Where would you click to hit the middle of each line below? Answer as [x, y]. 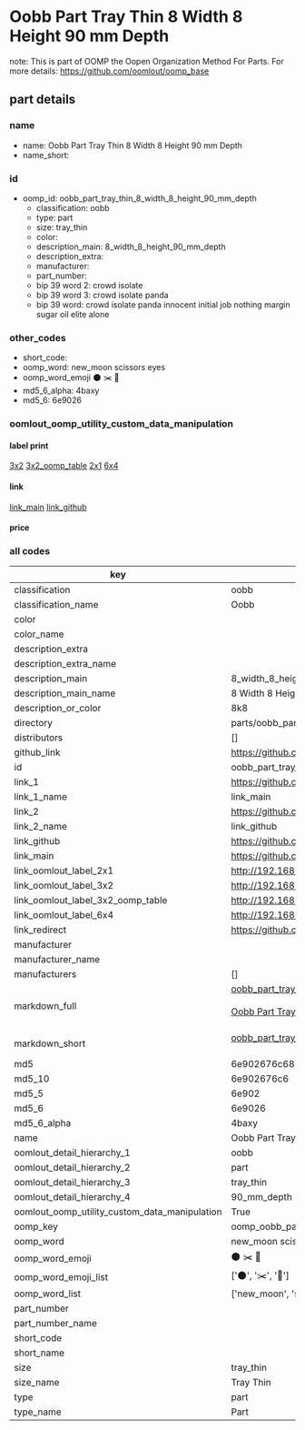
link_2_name [41, 827]
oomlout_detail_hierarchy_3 [72, 1183]
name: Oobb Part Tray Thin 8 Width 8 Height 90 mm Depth [133, 145]
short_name [39, 1353]
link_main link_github [49, 507]
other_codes [38, 337]
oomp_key [36, 1227]
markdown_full [45, 1006]
